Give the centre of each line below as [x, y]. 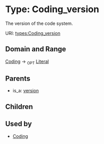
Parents [18, 78]
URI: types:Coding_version [33, 33]
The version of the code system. [39, 23]
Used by [19, 124]
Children [19, 107]
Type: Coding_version [52, 9]
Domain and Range [36, 49]
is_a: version [26, 91]
